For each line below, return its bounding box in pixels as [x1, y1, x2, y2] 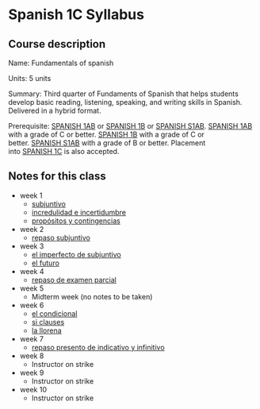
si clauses [31, 317, 65, 326]
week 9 [19, 368, 44, 377]
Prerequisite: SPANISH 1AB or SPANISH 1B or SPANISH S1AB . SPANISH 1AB [8, 122, 253, 130]
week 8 [19, 351, 44, 361]
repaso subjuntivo [31, 233, 91, 242]
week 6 [19, 300, 44, 310]
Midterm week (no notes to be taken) [31, 291, 153, 301]
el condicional [31, 308, 78, 318]
